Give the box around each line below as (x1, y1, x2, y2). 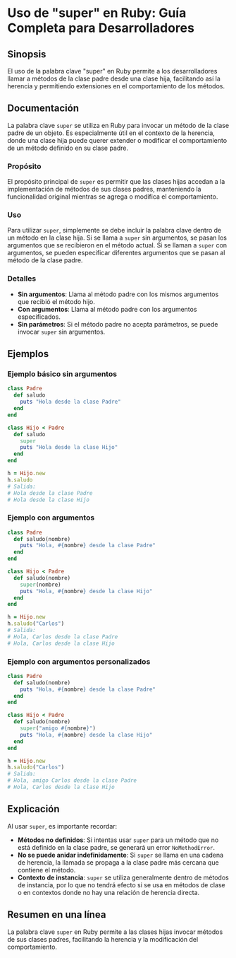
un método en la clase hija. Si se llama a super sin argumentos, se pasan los (7, 233, 228, 242)
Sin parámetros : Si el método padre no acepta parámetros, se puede (17, 320, 218, 328)
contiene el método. (17, 865, 76, 874)
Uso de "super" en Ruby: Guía (7, 5, 187, 21)
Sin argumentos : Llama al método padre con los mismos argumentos (17, 290, 219, 298)
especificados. (17, 312, 61, 321)
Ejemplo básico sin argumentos (7, 369, 118, 379)
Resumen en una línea (7, 909, 106, 921)
